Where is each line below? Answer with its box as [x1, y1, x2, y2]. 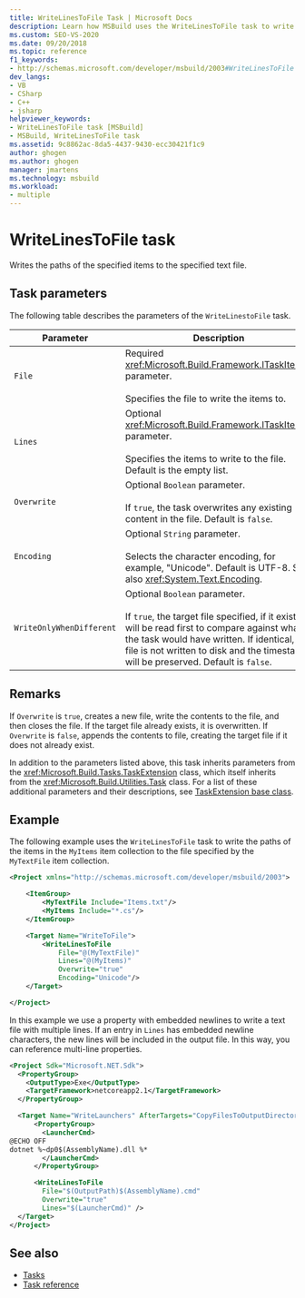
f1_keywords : [9, 55, 59, 64]
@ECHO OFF [9, 1136, 47, 1146]
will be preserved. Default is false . [125, 655, 272, 668]
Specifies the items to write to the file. [125, 452, 287, 465]
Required [125, 347, 164, 359]
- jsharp [9, 106, 43, 115]
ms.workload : [9, 182, 59, 192]
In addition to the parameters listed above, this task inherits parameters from [9, 757, 296, 768]
